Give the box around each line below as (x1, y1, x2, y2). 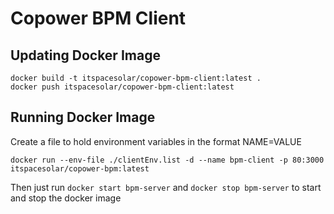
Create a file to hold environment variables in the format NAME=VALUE (10, 135, 302, 147)
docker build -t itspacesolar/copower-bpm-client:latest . (10, 73, 262, 83)
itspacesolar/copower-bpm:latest (10, 163, 150, 174)
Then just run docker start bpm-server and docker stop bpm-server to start (10, 181, 322, 193)
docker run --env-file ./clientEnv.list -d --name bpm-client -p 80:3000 (10, 155, 325, 165)
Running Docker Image (10, 109, 156, 126)
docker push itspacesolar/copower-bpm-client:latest (10, 82, 235, 92)
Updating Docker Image (10, 47, 161, 64)
